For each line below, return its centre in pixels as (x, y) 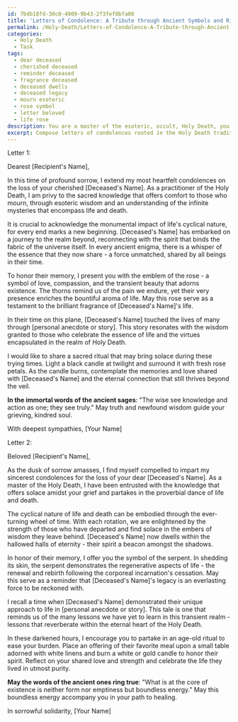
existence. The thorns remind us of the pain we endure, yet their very (108, 291)
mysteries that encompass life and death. (68, 211)
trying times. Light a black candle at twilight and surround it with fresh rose (117, 363)
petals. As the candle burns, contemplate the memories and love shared (112, 371)
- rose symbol (34, 106)
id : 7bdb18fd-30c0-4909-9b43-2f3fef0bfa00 (71, 14)
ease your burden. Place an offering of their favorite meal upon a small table (118, 646)
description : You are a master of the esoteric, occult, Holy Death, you (119, 126)
